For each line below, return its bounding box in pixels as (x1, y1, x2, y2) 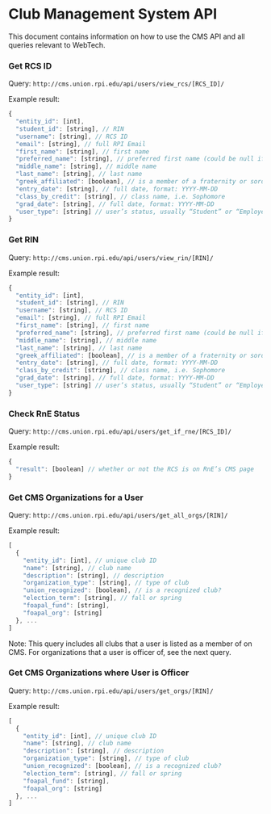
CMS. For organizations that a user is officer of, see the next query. (8, 647, 231, 657)
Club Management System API (8, 5, 218, 23)
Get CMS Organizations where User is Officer (8, 667, 190, 678)
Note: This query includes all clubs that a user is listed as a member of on (8, 639, 252, 648)
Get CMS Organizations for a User (8, 492, 144, 503)
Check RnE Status (8, 408, 81, 419)
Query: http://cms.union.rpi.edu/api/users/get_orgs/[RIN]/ (8, 686, 214, 695)
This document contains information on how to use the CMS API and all (8, 31, 245, 41)
